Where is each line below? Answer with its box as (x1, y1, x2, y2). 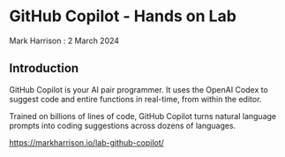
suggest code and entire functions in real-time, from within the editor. (9, 93, 262, 104)
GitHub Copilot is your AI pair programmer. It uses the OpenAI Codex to (9, 84, 269, 94)
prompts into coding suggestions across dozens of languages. (9, 120, 236, 131)
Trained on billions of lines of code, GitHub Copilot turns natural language (9, 110, 276, 121)
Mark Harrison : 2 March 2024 (9, 35, 120, 46)
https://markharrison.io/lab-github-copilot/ (9, 137, 165, 147)
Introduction (9, 61, 79, 76)
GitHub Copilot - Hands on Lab (9, 6, 236, 26)
